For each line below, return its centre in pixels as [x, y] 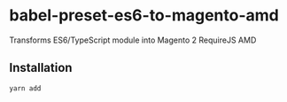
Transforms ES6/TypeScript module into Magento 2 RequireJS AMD [133, 40]
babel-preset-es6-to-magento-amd [144, 16]
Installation [41, 68]
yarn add [25, 88]
